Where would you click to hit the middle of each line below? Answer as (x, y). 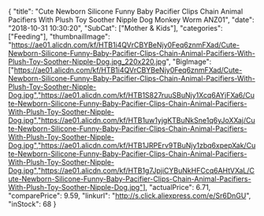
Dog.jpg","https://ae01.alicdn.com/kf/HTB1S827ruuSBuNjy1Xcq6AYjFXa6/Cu (131, 95)
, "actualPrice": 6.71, (178, 187)
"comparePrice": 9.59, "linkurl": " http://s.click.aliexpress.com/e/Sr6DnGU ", (130, 196)
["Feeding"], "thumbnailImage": (59, 36)
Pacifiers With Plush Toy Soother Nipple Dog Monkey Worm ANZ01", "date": (131, 20)
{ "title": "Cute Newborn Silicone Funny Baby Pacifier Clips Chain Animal (126, 11)
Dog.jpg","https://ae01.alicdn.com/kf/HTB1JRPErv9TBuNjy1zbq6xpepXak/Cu (132, 145)
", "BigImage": (189, 61)
